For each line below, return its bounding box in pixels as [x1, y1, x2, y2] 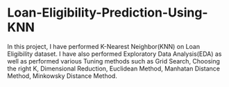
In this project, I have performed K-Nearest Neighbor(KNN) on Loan [7, 42, 200, 50]
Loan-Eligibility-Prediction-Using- [7, 5, 208, 21]
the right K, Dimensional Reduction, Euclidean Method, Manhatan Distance [7, 64, 221, 72]
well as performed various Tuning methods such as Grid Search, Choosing [7, 57, 221, 65]
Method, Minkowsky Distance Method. [7, 71, 118, 80]
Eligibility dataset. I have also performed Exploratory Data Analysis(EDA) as [7, 50, 222, 58]
